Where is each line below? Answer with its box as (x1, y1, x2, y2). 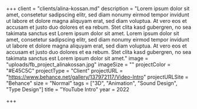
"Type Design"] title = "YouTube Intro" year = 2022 (6, 86, 129, 93)
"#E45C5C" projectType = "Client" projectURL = (6, 67, 123, 74)
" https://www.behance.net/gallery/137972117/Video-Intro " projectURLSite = (6, 73, 189, 80)
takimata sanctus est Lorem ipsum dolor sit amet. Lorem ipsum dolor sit (6, 30, 179, 37)
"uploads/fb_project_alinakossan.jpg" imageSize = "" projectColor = (6, 61, 171, 68)
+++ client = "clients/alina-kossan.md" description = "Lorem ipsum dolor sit (6, 5, 190, 12)
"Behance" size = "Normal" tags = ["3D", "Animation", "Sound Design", (6, 80, 178, 87)
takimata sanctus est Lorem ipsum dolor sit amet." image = (6, 55, 149, 62)
